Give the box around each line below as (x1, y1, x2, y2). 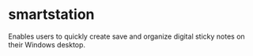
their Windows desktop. (8, 39, 85, 49)
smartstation (8, 6, 95, 24)
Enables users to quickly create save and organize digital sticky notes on (8, 32, 245, 41)
